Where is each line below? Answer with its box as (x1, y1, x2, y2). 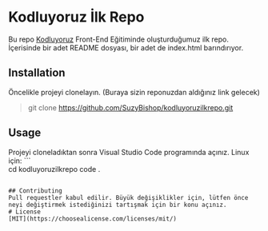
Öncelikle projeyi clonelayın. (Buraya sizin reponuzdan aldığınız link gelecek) (8, 87, 260, 97)
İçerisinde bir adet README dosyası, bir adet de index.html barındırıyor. (8, 42, 244, 52)
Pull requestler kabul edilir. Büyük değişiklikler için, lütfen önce (8, 193, 249, 201)
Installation (8, 66, 66, 80)
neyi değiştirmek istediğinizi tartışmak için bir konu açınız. (8, 201, 227, 209)
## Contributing (8, 186, 62, 195)
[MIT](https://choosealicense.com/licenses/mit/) (8, 214, 178, 223)
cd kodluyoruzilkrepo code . (8, 164, 101, 173)
